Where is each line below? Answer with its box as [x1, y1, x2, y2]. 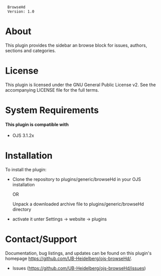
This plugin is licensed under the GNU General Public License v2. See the [5, 82, 156, 88]
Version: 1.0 [7, 9, 35, 14]
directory [12, 206, 31, 212]
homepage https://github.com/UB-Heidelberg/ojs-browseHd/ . [5, 255, 132, 261]
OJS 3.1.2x [12, 133, 34, 139]
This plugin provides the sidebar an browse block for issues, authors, [5, 42, 147, 48]
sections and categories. [5, 48, 56, 54]
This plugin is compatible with [5, 121, 69, 127]
